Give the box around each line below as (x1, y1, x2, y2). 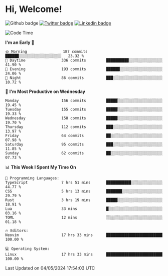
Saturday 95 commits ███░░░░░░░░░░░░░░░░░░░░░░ (5, 141, 163, 147)
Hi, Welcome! (5, 3, 62, 15)
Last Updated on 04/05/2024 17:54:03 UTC (5, 265, 95, 271)
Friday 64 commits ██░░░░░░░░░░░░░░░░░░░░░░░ (5, 133, 163, 138)
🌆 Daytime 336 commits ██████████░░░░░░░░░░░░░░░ (5, 57, 163, 63)
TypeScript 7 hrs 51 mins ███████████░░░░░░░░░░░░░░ (5, 180, 163, 185)
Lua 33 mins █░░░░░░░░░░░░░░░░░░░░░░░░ (5, 206, 163, 211)
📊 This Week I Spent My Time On (5, 164, 76, 170)
